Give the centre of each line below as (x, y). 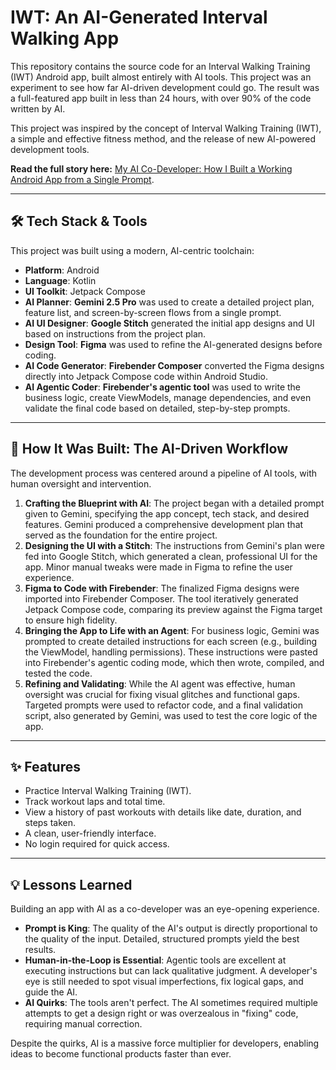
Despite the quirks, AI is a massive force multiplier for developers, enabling (165, 1043)
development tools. (50, 149)
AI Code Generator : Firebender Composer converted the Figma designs (174, 365)
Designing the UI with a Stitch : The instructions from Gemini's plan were (174, 545)
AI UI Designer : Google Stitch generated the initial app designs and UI (169, 323)
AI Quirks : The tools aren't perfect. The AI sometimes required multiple (171, 1003)
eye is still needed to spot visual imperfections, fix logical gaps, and (164, 982)
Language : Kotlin (60, 280)
